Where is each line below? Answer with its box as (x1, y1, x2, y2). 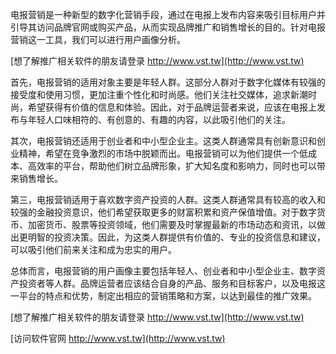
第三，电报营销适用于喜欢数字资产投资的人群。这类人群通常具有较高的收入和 (10, 194, 326, 205)
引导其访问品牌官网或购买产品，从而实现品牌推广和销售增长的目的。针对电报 (10, 21, 326, 33)
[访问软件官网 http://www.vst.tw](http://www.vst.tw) (10, 333, 226, 344)
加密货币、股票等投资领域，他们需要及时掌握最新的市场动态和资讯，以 (27, 219, 317, 230)
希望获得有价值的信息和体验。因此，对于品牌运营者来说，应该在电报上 (27, 101, 317, 113)
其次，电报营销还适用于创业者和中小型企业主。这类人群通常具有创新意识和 (10, 135, 317, 147)
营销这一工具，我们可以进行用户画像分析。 (10, 34, 186, 45)
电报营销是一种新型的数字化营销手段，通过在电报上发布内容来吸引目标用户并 (10, 9, 326, 20)
